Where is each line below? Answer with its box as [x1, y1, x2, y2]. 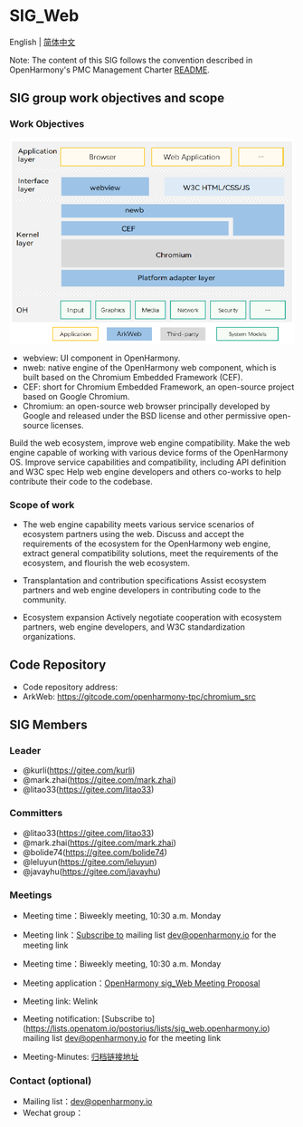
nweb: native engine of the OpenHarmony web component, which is [22, 361, 277, 372]
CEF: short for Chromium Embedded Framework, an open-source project [22, 381, 295, 392]
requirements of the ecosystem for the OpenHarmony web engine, [22, 538, 271, 549]
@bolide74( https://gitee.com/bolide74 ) [22, 846, 167, 857]
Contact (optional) [9, 1074, 92, 1087]
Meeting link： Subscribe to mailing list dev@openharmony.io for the [22, 930, 277, 940]
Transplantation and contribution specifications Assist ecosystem [22, 574, 267, 585]
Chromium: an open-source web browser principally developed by [22, 400, 270, 411]
